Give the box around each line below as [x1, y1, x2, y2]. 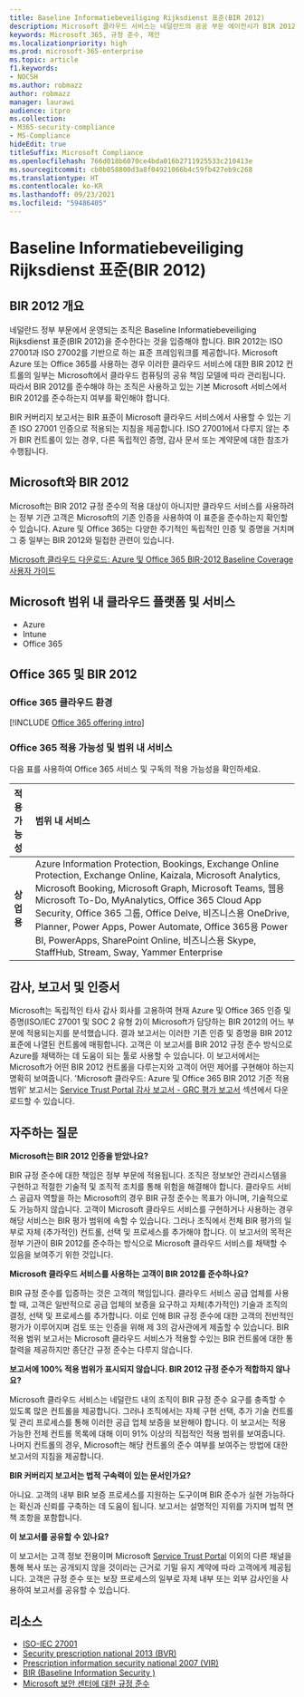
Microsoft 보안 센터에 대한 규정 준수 [22, 1678, 150, 1689]
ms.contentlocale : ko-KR [9, 182, 103, 191]
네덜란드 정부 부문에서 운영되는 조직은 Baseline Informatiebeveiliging [9, 324, 257, 335]
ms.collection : [9, 114, 67, 123]
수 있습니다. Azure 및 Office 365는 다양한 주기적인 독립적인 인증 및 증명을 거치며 [9, 523, 295, 534]
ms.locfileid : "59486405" [9, 199, 107, 208]
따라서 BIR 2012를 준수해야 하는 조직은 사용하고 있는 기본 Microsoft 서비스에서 [9, 381, 288, 392]
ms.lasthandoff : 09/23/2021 [9, 190, 116, 199]
